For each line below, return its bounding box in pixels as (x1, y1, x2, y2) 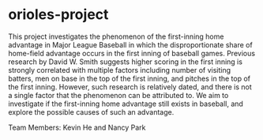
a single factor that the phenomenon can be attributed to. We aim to (8, 90, 229, 100)
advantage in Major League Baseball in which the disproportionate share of (8, 40, 253, 49)
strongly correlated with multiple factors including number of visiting (8, 65, 231, 74)
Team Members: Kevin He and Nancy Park (8, 123, 146, 132)
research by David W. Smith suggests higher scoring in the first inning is (8, 57, 243, 66)
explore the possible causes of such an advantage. (8, 107, 175, 116)
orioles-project (8, 6, 109, 24)
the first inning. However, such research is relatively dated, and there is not (8, 81, 253, 92)
